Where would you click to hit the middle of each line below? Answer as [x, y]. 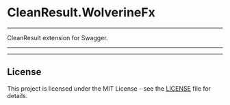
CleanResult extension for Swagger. [57, 37]
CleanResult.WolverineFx [81, 13]
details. [17, 95]
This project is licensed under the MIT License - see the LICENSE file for [109, 88]
